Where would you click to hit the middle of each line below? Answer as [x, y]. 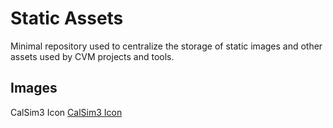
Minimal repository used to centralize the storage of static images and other [166, 46]
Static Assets [67, 18]
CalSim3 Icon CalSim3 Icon [66, 112]
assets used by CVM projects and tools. [92, 56]
